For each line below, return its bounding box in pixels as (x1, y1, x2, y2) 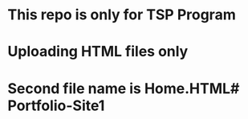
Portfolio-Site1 (7, 96, 105, 114)
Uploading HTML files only (7, 43, 189, 61)
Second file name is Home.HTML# (7, 79, 240, 97)
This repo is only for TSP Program (7, 6, 236, 24)
